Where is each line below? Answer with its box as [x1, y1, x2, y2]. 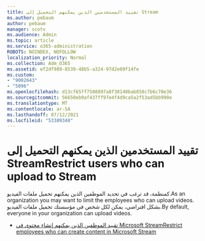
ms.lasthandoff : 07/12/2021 [7, 112, 79, 118]
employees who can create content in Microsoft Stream [15, 228, 157, 235]
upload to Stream [7, 170, 97, 184]
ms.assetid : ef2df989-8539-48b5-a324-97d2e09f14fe [7, 66, 139, 72]
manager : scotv [7, 26, 46, 33]
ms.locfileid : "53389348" [7, 117, 73, 123]
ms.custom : [7, 72, 35, 78]
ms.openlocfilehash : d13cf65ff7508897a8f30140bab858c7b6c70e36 [7, 89, 172, 95]
